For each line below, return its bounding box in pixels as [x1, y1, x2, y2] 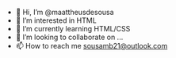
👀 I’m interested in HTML [15, 16, 97, 25]
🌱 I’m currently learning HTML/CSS [15, 24, 131, 33]
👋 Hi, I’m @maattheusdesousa [15, 8, 114, 16]
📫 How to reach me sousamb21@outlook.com [15, 42, 168, 50]
